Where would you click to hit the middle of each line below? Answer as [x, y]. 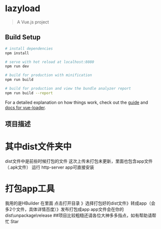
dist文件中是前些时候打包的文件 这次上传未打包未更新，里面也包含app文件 [79, 161]
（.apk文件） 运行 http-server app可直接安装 [50, 167]
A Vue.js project [33, 22]
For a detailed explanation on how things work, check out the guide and [77, 102]
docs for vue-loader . [25, 107]
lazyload [23, 9]
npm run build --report [29, 93]
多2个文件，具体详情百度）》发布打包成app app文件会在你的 [64, 210]
